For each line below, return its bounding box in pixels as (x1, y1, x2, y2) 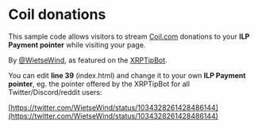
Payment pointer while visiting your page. (8, 40, 146, 49)
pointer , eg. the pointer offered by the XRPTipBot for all (8, 79, 191, 88)
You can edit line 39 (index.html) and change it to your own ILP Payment (8, 70, 246, 80)
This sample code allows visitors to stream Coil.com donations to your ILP (8, 32, 250, 41)
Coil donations (8, 6, 106, 24)
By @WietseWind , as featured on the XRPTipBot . (8, 55, 168, 65)
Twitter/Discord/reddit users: (8, 87, 102, 96)
